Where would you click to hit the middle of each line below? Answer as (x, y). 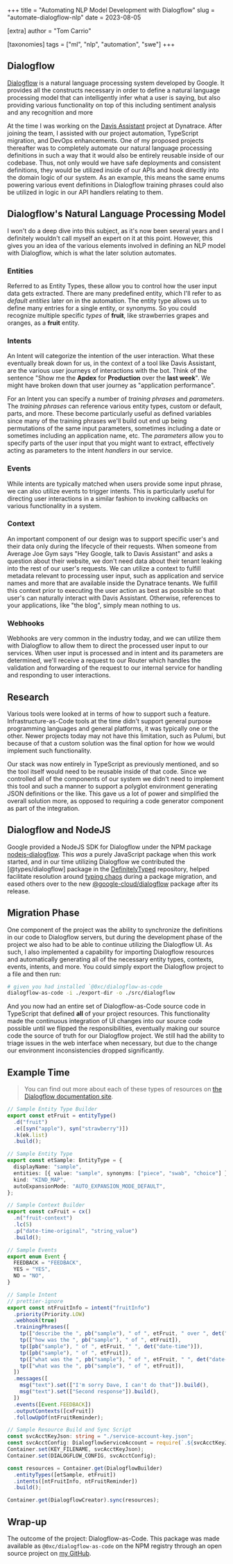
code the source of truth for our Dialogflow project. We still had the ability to (116, 1036)
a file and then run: (34, 974)
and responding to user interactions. (59, 675)
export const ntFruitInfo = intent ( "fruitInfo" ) (79, 1308)
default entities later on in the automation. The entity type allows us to (107, 301)
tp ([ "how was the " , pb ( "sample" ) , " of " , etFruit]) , (101, 1340)
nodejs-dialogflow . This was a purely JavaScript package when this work (112, 854)
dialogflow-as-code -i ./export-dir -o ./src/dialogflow (91, 993)
